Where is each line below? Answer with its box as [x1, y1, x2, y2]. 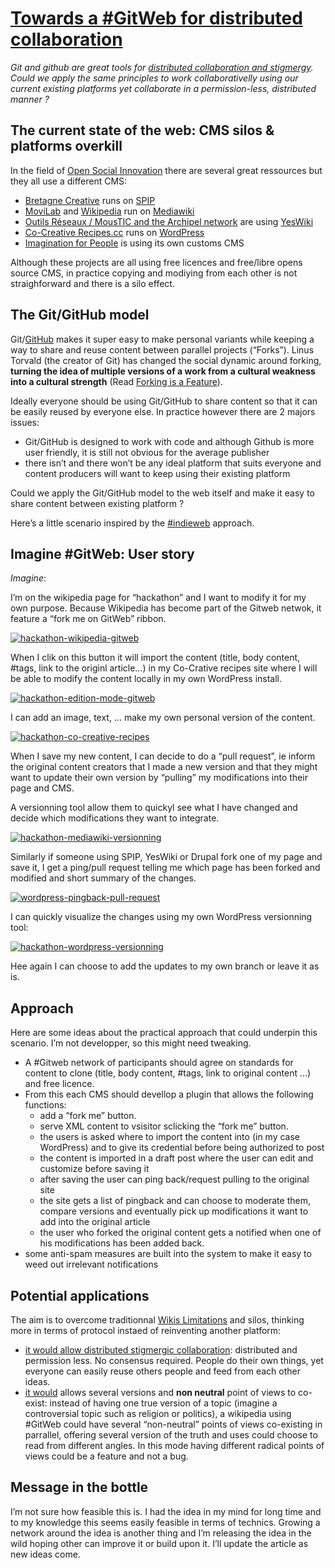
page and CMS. [10, 782, 75, 794]
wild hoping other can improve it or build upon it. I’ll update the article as [10, 1537, 309, 1549]
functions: [24, 1099, 67, 1111]
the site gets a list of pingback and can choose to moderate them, [39, 1195, 311, 1207]
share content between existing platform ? [10, 497, 185, 509]
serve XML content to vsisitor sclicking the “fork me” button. [39, 1120, 289, 1132]
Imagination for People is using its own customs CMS [24, 237, 245, 249]
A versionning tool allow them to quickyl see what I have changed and [10, 802, 298, 814]
